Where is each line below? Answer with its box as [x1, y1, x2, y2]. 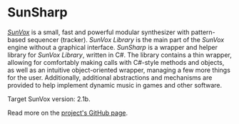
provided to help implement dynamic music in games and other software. [7, 81, 223, 89]
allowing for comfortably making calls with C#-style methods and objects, [7, 58, 225, 66]
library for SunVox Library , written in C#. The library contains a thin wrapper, [7, 51, 232, 59]
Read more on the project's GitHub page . [7, 108, 128, 117]
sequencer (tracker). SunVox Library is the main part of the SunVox [27, 35, 225, 43]
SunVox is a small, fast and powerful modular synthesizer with [7, 28, 190, 36]
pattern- [190, 28, 215, 36]
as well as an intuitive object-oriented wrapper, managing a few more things [7, 66, 230, 74]
